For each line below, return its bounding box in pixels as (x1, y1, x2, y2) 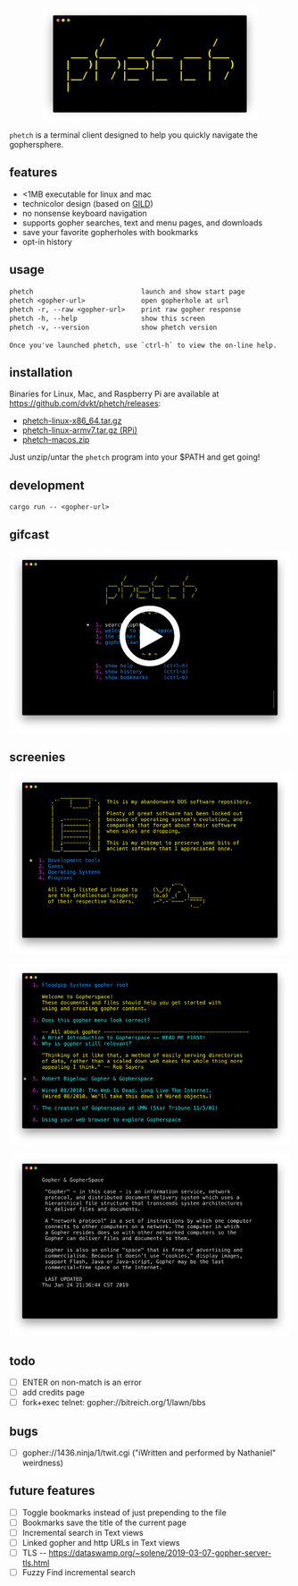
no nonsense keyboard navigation (21, 208, 147, 218)
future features (9, 1483, 95, 1498)
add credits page (21, 1387, 85, 1397)
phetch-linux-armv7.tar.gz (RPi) (21, 425, 138, 436)
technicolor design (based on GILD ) (21, 198, 153, 208)
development (9, 478, 85, 493)
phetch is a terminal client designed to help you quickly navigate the (9, 130, 259, 140)
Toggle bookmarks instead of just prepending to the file (21, 1506, 228, 1518)
